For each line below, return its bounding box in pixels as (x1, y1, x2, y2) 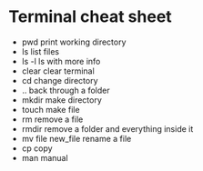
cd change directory (21, 75, 98, 85)
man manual (21, 152, 69, 163)
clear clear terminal (21, 65, 95, 76)
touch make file (21, 104, 80, 115)
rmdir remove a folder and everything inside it (21, 123, 194, 134)
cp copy (21, 143, 53, 154)
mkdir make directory (21, 94, 102, 106)
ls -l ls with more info (21, 55, 101, 66)
